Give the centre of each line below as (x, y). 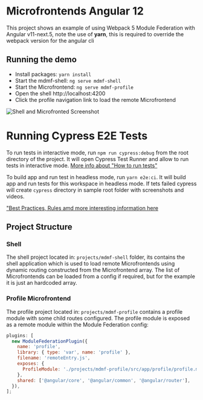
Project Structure (39, 227)
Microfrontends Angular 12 (75, 11)
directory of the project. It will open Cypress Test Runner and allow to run (98, 159)
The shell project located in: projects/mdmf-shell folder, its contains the (96, 257)
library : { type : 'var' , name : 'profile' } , (74, 352)
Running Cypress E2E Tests (77, 135)
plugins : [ (20, 335)
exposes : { (31, 364)
